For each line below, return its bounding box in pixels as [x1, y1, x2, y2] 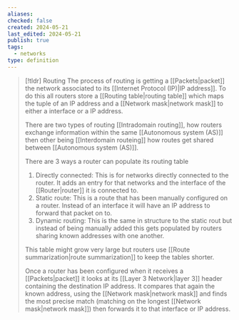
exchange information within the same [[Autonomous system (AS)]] [24, 128, 223, 136]
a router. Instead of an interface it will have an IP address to [35, 201, 210, 210]
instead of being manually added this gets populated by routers [35, 224, 223, 232]
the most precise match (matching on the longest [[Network [24, 296, 201, 305]
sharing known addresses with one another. [35, 231, 165, 239]
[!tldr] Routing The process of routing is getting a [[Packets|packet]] [24, 76, 225, 85]
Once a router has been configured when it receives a [24, 267, 184, 275]
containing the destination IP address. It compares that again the [24, 282, 215, 290]
